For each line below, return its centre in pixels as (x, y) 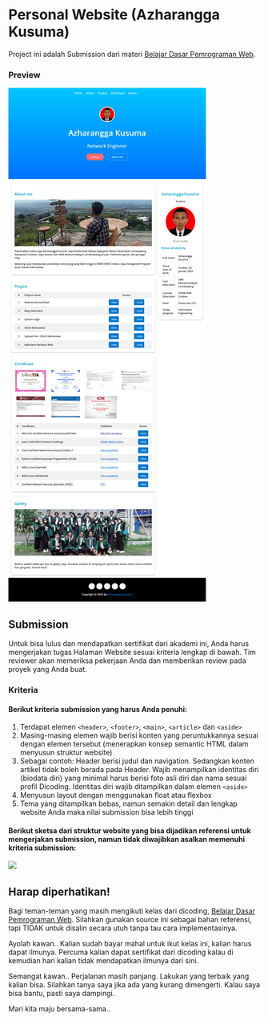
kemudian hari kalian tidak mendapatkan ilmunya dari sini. (104, 961)
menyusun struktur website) (66, 753)
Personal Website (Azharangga (114, 15)
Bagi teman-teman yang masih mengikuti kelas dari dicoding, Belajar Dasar (132, 911)
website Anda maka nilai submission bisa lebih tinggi (106, 812)
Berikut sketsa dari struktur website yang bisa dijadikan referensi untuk (130, 830)
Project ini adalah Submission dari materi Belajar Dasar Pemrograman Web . (132, 54)
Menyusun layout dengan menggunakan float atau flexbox (116, 795)
